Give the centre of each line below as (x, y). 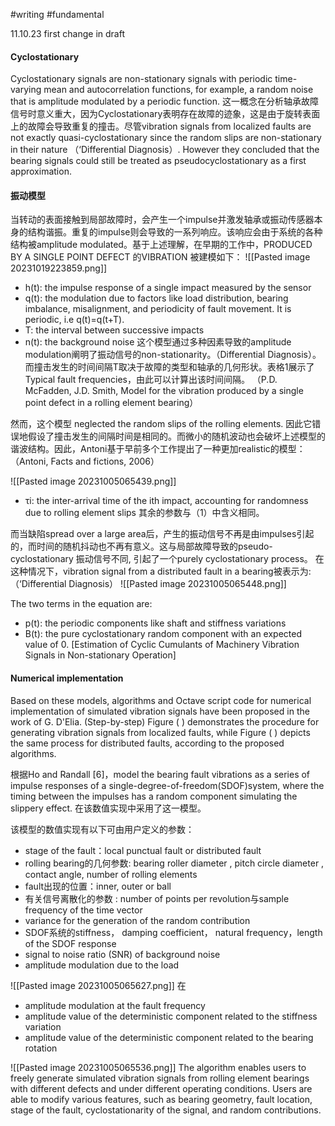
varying (26, 90)
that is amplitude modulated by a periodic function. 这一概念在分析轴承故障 (164, 101)
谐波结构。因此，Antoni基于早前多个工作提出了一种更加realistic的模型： (158, 449)
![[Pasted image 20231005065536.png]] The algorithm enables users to (158, 1067)
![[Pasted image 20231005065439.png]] (93, 481)
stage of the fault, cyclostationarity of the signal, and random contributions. (166, 1110)
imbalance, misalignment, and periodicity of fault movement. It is (158, 309)
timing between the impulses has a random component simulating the (154, 796)
